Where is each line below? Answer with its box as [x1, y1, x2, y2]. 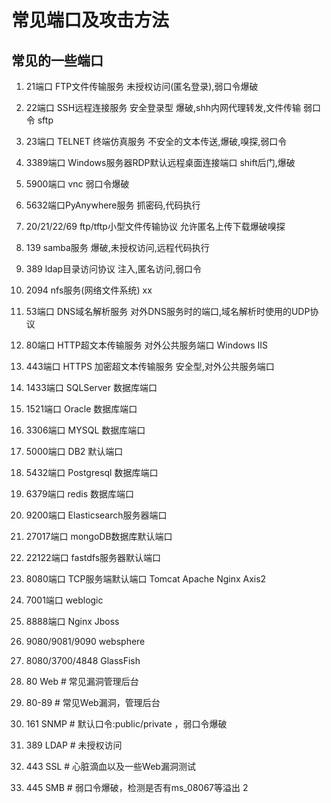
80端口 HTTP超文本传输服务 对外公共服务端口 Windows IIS [25, 339, 268, 351]
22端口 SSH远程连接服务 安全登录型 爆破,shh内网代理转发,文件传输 [25, 102, 302, 113]
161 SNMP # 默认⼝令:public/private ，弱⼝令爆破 [25, 718, 228, 730]
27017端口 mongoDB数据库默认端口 [25, 531, 173, 542]
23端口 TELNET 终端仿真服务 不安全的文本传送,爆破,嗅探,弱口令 [25, 136, 288, 147]
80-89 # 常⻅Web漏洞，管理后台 [25, 697, 161, 708]
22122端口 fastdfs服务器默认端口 [25, 552, 162, 563]
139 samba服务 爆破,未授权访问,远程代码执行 [25, 242, 210, 253]
